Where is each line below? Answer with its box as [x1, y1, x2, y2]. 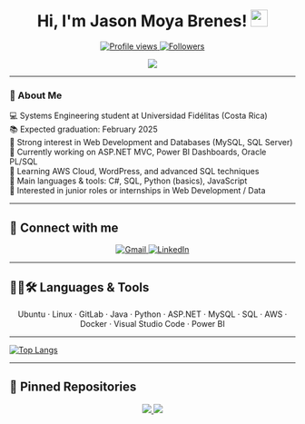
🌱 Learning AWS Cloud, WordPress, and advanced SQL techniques [9, 166, 260, 177]
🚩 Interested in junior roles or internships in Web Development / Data [9, 185, 266, 196]
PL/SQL [9, 156, 38, 167]
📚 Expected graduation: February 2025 [9, 123, 158, 135]
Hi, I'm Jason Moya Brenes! [36, 11, 248, 32]
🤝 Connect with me [9, 220, 119, 235]
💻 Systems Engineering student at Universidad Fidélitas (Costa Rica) [9, 110, 268, 122]
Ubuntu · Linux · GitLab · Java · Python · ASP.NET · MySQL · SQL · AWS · [17, 309, 288, 320]
